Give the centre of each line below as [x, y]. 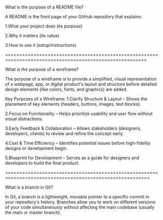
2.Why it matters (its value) [32, 36]
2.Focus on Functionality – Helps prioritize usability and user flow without [79, 113]
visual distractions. [24, 119]
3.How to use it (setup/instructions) [41, 45]
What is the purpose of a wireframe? [42, 69]
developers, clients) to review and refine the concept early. [64, 134]
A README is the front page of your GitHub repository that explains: [74, 16]
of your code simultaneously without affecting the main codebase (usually [80, 207]
